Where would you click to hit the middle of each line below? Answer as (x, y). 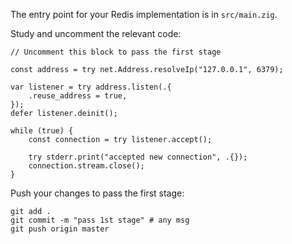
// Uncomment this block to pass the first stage (116, 52)
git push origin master (60, 229)
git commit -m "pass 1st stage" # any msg (100, 220)
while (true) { (42, 131)
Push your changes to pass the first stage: (97, 193)
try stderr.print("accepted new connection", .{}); (138, 157)
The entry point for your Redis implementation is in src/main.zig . (144, 14)
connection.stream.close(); (86, 166)
